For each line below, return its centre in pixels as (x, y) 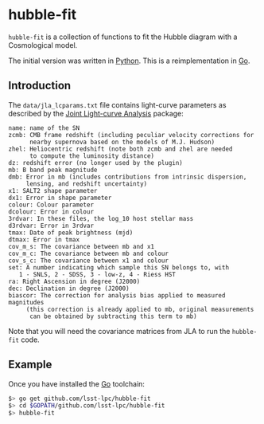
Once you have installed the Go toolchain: (77, 383)
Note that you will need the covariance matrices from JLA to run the (119, 331)
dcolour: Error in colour (51, 212)
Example (30, 365)
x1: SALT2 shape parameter (53, 190)
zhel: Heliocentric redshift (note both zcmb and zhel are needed (120, 149)
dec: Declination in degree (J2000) (69, 289)
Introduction (40, 86)
